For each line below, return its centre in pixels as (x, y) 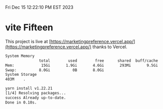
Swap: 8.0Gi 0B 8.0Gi (55, 70)
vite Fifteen (29, 28)
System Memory (20, 56)
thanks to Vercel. (110, 47)
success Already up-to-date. (36, 97)
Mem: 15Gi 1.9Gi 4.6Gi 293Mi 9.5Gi (81, 65)
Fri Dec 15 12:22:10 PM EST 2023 (39, 7)
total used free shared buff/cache (98, 61)
